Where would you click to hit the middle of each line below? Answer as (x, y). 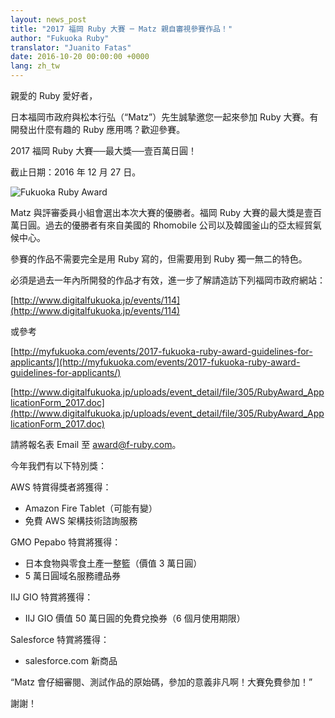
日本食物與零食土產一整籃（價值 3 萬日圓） (113, 563)
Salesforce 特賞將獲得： (60, 639)
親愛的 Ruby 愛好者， (54, 95)
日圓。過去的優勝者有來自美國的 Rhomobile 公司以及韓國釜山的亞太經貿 (165, 225)
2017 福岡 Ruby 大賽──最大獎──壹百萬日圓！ (103, 150)
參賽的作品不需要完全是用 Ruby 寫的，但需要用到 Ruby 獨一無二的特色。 (159, 259)
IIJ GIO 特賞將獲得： (52, 597)
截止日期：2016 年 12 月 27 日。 (76, 172)
